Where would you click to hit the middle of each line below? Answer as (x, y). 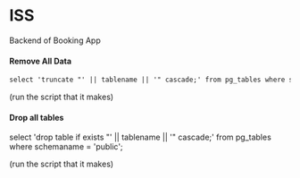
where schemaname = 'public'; (66, 147)
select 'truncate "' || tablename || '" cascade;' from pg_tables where (147, 80)
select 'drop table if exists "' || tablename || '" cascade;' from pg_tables (141, 137)
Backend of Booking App (55, 40)
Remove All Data (41, 61)
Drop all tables (37, 117)
